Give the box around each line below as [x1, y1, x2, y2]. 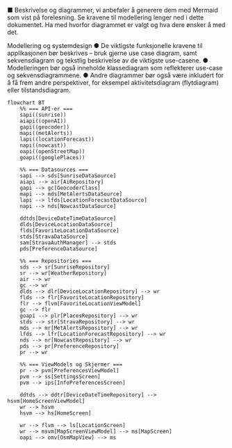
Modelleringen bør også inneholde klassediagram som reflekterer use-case [7, 64, 223, 72]
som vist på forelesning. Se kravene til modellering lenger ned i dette [7, 13, 204, 22]
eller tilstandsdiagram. [7, 86, 71, 94]
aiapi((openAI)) [19, 118, 67, 125]
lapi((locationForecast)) [19, 136, 95, 143]
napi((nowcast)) [19, 142, 67, 149]
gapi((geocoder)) [19, 124, 70, 131]
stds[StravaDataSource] [19, 233, 89, 240]
